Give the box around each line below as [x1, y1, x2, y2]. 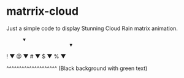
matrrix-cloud [6, 4, 79, 18]
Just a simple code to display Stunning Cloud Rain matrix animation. [6, 25, 178, 32]
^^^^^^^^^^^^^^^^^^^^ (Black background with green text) [6, 64, 148, 72]
